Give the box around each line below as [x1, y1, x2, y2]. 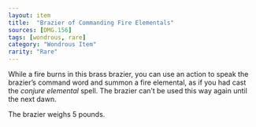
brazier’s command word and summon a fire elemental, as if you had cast [8, 78, 247, 87]
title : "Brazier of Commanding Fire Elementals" [8, 19, 175, 27]
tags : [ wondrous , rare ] [8, 33, 87, 42]
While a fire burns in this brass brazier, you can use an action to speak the [8, 70, 249, 78]
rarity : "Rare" [8, 48, 58, 56]
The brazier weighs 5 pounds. [8, 110, 106, 118]
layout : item [8, 11, 51, 20]
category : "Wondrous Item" [8, 41, 97, 49]
